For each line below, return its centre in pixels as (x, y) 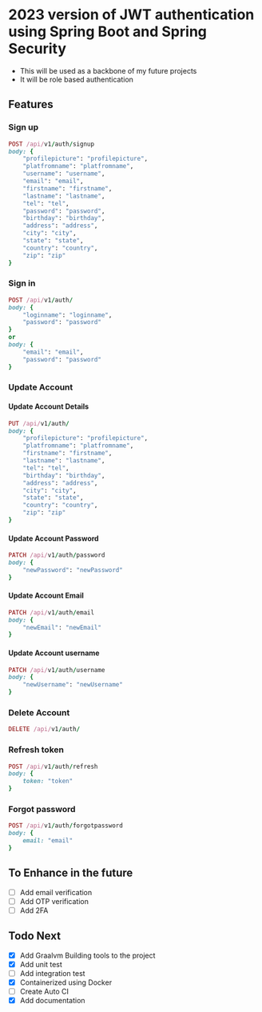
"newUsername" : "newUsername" (73, 685)
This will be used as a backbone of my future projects (108, 70)
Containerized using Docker (66, 982)
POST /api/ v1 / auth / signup (51, 144)
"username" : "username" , (64, 174)
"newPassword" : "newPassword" (73, 570)
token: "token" (48, 782)
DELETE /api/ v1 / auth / (44, 730)
